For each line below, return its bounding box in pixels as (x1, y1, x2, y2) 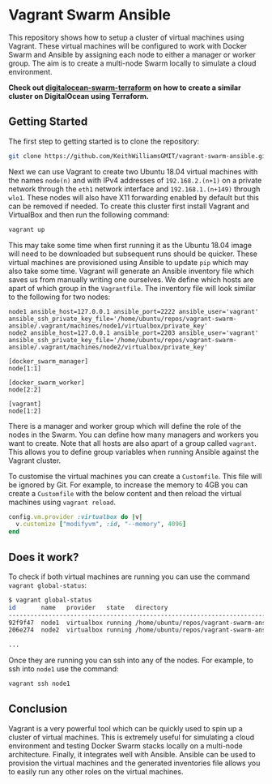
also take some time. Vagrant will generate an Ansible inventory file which (8, 266, 255, 276)
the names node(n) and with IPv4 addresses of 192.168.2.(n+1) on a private (8, 175, 262, 185)
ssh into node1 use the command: (8, 664, 119, 674)
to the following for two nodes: (8, 292, 111, 302)
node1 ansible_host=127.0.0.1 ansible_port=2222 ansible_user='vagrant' (8, 307, 259, 315)
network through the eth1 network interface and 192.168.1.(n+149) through (8, 184, 261, 194)
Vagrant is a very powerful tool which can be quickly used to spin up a (8, 723, 243, 733)
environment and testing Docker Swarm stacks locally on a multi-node (8, 740, 243, 751)
